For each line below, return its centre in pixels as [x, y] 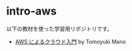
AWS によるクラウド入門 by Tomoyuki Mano [71, 41]
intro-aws [32, 11]
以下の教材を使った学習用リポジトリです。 [59, 29]
